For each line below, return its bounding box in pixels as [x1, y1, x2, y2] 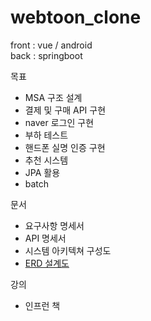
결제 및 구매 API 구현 [24, 104, 107, 116]
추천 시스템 [24, 154, 69, 166]
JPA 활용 [24, 166, 61, 178]
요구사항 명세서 [24, 219, 85, 231]
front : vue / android [10, 39, 93, 51]
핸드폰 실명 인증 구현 [24, 141, 106, 153]
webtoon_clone [10, 6, 142, 29]
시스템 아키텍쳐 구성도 [24, 244, 112, 256]
